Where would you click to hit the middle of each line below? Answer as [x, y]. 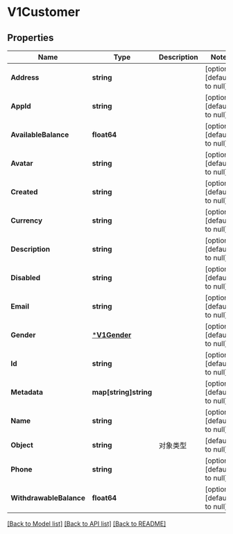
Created [24, 192]
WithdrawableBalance [48, 498]
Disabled [26, 278]
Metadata [27, 392]
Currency [27, 221]
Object [22, 445]
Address [25, 77]
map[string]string [122, 392]
